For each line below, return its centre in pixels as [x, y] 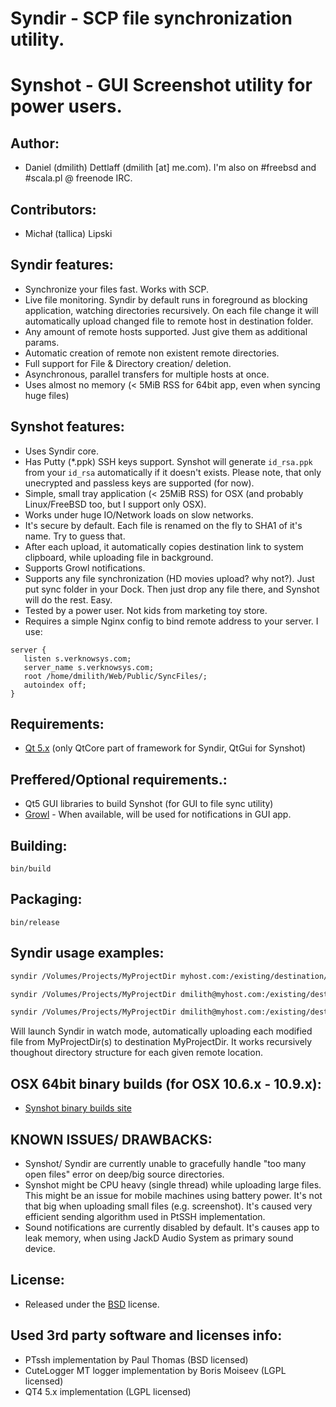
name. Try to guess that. [75, 536]
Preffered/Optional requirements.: [119, 779]
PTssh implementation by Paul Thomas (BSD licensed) [136, 1359]
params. [42, 342]
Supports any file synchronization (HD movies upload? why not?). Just [169, 578]
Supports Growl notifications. [85, 568]
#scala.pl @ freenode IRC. [78, 178]
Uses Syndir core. [62, 451]
